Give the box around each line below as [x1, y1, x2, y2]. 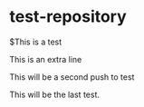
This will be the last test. [9, 89, 100, 100]
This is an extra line [9, 53, 82, 64]
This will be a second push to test [9, 71, 135, 83]
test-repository [9, 6, 127, 27]
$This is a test [9, 36, 62, 47]
